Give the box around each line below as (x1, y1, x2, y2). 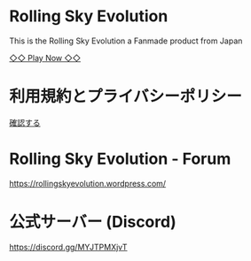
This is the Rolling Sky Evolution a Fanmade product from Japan (9, 35, 243, 46)
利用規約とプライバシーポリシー (9, 87, 242, 107)
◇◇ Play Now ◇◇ (9, 52, 82, 63)
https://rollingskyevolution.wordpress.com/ (9, 178, 167, 188)
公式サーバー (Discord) (9, 212, 176, 232)
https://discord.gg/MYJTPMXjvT (9, 242, 128, 252)
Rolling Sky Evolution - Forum (9, 149, 231, 169)
